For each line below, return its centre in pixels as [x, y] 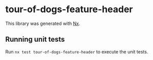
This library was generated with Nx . [43, 23]
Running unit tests [35, 39]
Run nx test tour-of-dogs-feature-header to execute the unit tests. [77, 51]
